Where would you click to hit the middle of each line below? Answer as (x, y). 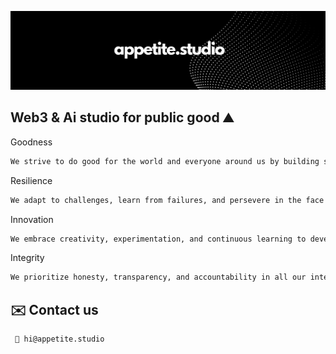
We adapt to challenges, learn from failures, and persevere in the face (167, 200)
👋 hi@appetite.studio (59, 339)
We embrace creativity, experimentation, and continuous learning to (158, 239)
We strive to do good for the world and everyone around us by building (165, 161)
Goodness (31, 142)
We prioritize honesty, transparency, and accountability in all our (158, 277)
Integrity (27, 258)
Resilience (31, 180)
